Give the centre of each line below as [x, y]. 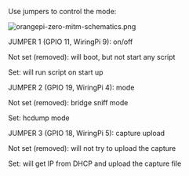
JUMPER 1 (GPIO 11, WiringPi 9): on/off [71, 42]
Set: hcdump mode [39, 118]
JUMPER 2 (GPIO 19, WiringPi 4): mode [71, 87]
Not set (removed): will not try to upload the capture [92, 148]
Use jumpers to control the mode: [62, 11]
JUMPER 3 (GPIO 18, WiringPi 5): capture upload [87, 133]
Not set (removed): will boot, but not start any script [92, 57]
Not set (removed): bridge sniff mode [68, 103]
